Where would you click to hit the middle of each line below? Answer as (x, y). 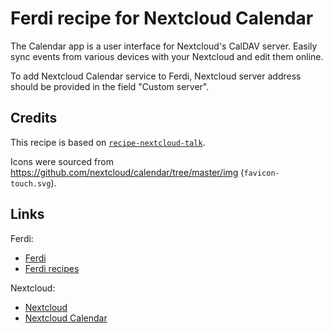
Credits (34, 118)
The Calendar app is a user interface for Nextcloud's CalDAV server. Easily (164, 46)
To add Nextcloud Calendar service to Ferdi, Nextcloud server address (156, 76)
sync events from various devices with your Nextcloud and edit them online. (167, 56)
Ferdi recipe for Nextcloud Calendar (162, 18)
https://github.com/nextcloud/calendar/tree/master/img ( (127, 172)
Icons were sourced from (62, 161)
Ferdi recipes (52, 268)
